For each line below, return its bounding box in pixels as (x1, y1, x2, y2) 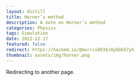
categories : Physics (6, 25, 57, 31)
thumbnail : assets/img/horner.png (6, 52, 90, 58)
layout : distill (6, 8, 45, 15)
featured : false (6, 42, 45, 48)
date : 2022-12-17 (6, 36, 48, 42)
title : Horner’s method (6, 14, 64, 20)
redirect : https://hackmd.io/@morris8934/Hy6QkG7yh (6, 47, 134, 53)
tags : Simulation (6, 31, 48, 36)
